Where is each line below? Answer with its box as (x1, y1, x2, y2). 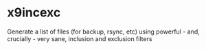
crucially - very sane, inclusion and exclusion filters (7, 34, 152, 42)
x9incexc (7, 5, 61, 21)
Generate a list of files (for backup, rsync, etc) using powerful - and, (7, 27, 201, 36)
